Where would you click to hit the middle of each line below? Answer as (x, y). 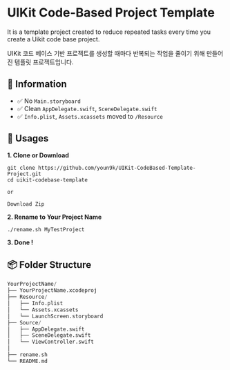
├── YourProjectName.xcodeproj (52, 291)
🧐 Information (37, 84)
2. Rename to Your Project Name (55, 217)
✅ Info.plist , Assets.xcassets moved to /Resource (90, 116)
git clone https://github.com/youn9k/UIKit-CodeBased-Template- (102, 168)
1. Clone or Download (38, 155)
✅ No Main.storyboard (49, 101)
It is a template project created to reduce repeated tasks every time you (109, 32)
